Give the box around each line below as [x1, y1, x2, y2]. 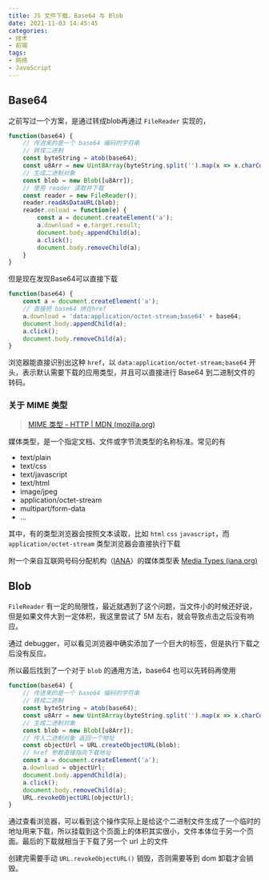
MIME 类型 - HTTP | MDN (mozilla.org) [27, 419, 156, 429]
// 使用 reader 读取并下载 [22, 184, 104, 192]
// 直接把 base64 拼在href [22, 305, 106, 313]
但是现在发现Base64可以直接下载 [8, 274, 118, 284]
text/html [19, 478, 50, 487]
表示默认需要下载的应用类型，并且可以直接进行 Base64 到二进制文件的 [22, 368, 255, 377]
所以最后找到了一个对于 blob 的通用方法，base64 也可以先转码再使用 [8, 666, 236, 676]
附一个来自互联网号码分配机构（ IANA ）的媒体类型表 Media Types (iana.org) [8, 555, 258, 565]
